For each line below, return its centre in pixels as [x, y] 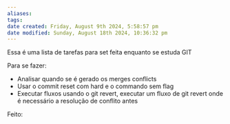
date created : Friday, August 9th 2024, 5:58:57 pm [83, 26]
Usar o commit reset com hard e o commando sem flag [95, 86]
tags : [15, 20]
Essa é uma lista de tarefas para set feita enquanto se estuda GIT [100, 52]
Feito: [15, 114]
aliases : [20, 13]
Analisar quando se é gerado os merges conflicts [87, 79]
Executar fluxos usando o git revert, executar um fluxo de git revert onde [120, 94]
